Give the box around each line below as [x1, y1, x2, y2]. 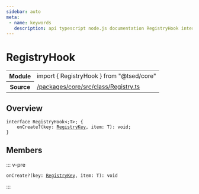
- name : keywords [8, 20, 52, 26]
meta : [6, 14, 20, 20]
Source [9, 83, 31, 91]
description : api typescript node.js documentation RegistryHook [14, 25, 179, 31]
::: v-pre [6, 161, 25, 168]
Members [6, 145, 43, 155]
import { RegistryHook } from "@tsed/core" [36, 72, 157, 80]
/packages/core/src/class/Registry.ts [36, 82, 140, 91]
